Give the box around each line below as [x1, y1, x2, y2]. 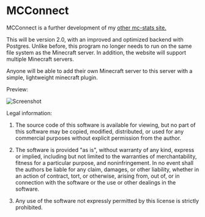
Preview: [6, 85, 29, 93]
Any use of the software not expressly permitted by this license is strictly [15, 197, 199, 204]
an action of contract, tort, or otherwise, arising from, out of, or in [15, 172, 180, 180]
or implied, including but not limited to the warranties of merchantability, [15, 153, 197, 160]
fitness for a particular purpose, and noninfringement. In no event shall [15, 159, 194, 166]
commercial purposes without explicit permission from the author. [15, 134, 182, 142]
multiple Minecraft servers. [6, 55, 75, 63]
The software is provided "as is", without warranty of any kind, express [15, 146, 195, 153]
